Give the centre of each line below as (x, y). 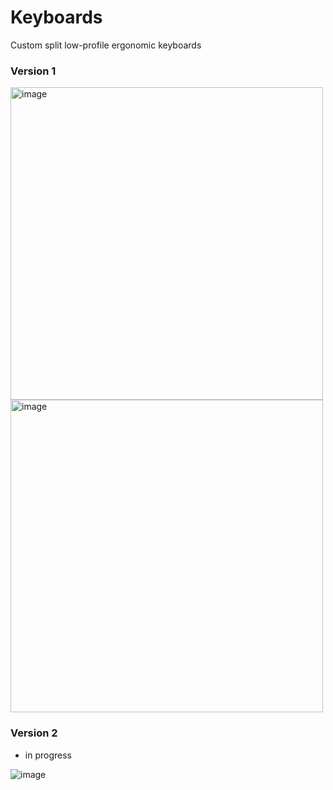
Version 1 (33, 71)
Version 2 (34, 733)
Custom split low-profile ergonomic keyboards (106, 45)
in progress (48, 755)
